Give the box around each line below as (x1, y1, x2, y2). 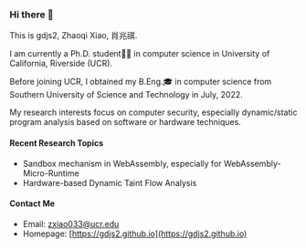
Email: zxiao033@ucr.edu (22, 218, 120, 229)
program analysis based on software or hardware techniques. (9, 117, 242, 128)
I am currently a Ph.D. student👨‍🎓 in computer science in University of (9, 48, 270, 59)
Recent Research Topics (9, 137, 104, 149)
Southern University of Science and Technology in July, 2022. (9, 89, 244, 100)
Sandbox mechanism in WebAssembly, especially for (22, 158, 222, 169)
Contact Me (9, 198, 56, 209)
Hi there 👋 (9, 8, 55, 21)
